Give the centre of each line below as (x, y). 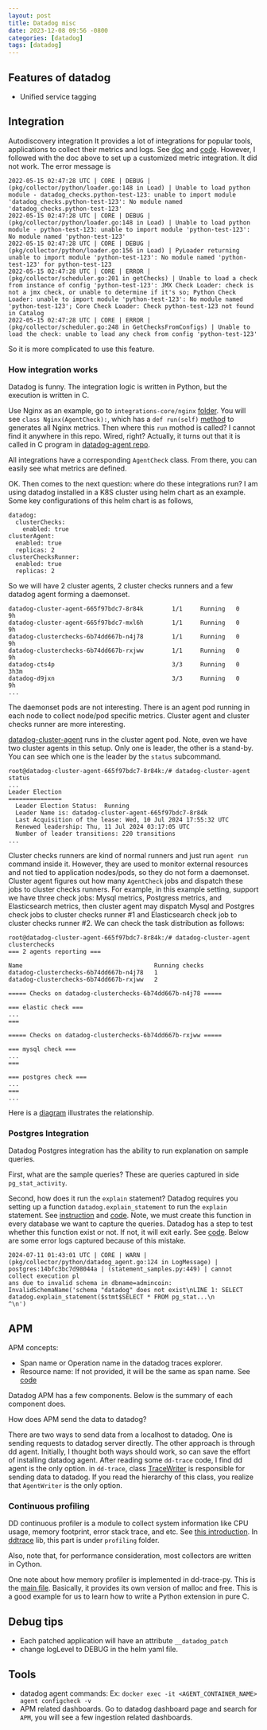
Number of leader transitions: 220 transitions (96, 834)
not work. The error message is (60, 166)
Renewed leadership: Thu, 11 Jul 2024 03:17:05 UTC (103, 827)
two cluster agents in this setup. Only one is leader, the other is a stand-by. (131, 748)
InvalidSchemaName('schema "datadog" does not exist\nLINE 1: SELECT (126, 1291)
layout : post (30, 16)
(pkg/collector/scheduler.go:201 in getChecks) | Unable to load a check (133, 278)
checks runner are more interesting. (67, 724)
